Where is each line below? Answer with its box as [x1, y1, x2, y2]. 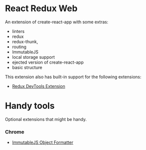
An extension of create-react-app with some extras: [5, 19, 109, 25]
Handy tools [5, 100, 55, 112]
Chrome [5, 128, 25, 135]
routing [12, 44, 27, 50]
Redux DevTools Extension [12, 83, 65, 89]
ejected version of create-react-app [12, 59, 84, 65]
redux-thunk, [12, 38, 38, 44]
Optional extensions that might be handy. [5, 116, 87, 122]
